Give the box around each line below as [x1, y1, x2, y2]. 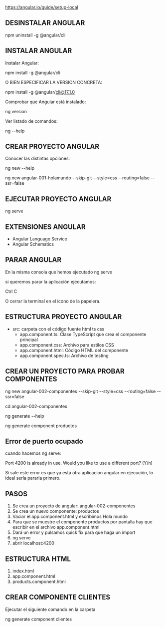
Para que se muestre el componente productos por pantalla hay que [12, 519, 153, 525]
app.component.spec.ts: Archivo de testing [19, 353, 109, 359]
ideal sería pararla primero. [5, 475, 61, 481]
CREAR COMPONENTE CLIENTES [5, 593, 111, 601]
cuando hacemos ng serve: [5, 450, 61, 456]
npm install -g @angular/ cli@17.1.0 [5, 89, 75, 95]
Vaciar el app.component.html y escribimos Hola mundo [12, 513, 128, 520]
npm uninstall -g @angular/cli [5, 32, 66, 38]
